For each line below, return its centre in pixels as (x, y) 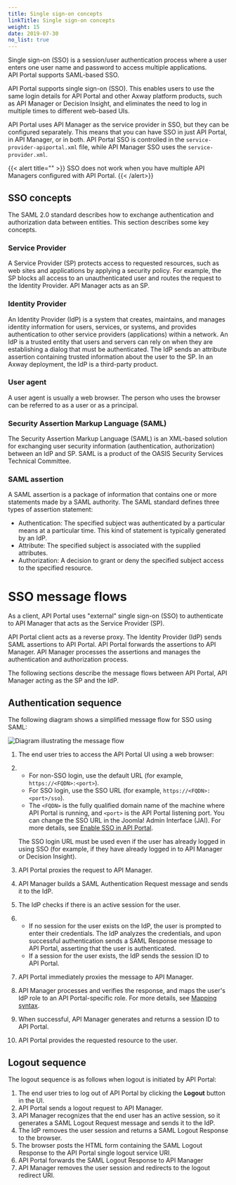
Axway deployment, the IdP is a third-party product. (83, 364)
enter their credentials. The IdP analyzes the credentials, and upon (125, 934)
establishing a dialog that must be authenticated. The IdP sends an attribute (117, 349)
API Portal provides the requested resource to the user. (98, 1040)
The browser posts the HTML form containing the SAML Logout (110, 1145)
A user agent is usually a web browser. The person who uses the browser (114, 398)
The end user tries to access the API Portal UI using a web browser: (116, 754)
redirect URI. (36, 1175)
